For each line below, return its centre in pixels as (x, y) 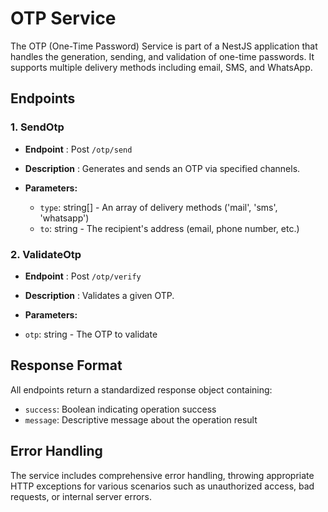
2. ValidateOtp (46, 254)
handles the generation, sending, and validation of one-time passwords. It (162, 56)
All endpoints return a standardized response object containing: (141, 389)
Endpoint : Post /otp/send (78, 149)
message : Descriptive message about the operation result (141, 419)
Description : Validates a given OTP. (99, 295)
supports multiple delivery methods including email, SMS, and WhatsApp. (161, 67)
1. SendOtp (37, 127)
